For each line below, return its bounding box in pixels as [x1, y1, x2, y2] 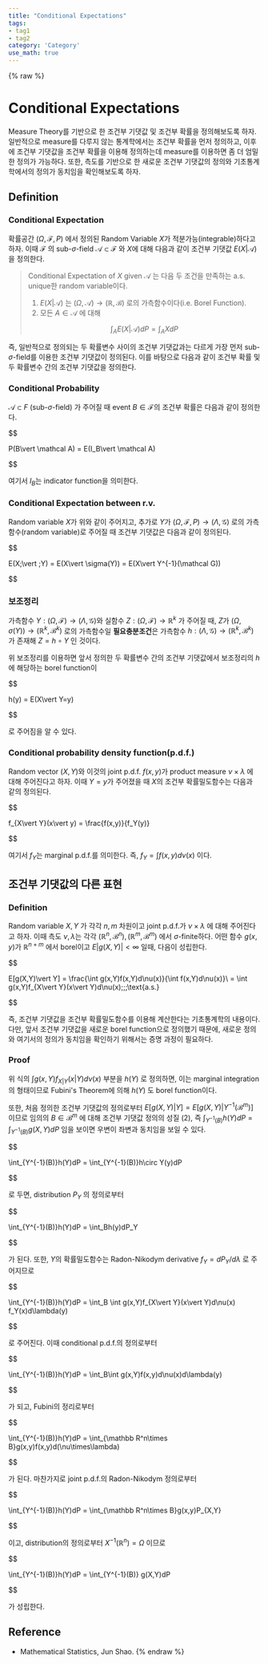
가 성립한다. [8, 1601, 46, 1611]
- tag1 [8, 26, 30, 34]
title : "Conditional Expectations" [8, 11, 127, 20]
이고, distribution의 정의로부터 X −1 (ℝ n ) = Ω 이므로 [8, 1536, 166, 1548]
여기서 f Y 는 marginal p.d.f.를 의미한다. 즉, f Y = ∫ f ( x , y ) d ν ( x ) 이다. [8, 850, 212, 862]
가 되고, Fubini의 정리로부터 [8, 1402, 94, 1411]
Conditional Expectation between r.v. [8, 498, 156, 509]
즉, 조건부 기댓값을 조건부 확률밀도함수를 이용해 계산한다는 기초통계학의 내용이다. [8, 1014, 261, 1023]
